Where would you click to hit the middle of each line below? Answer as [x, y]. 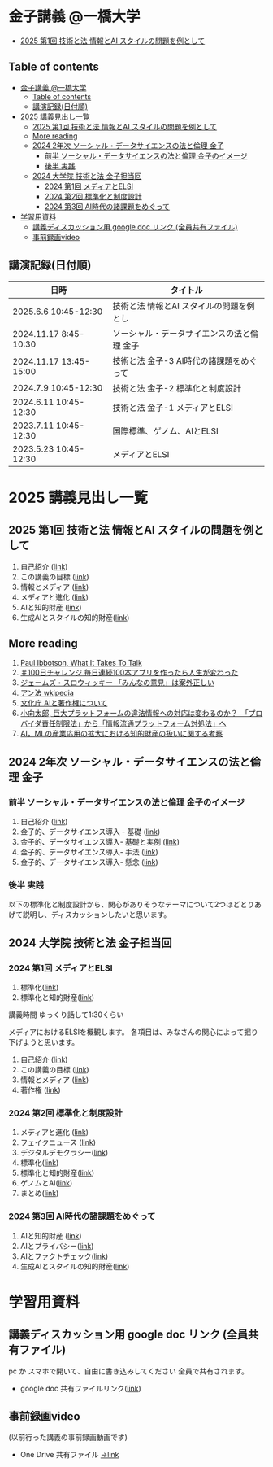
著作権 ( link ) [40, 1090]
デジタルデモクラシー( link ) [64, 1153]
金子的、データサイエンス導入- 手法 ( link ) [89, 852]
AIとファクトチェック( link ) [64, 1256]
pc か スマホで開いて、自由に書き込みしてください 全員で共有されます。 [129, 1371]
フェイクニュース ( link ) [58, 1142]
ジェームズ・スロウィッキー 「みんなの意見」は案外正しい [117, 683]
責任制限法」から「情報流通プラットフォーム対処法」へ [134, 723]
